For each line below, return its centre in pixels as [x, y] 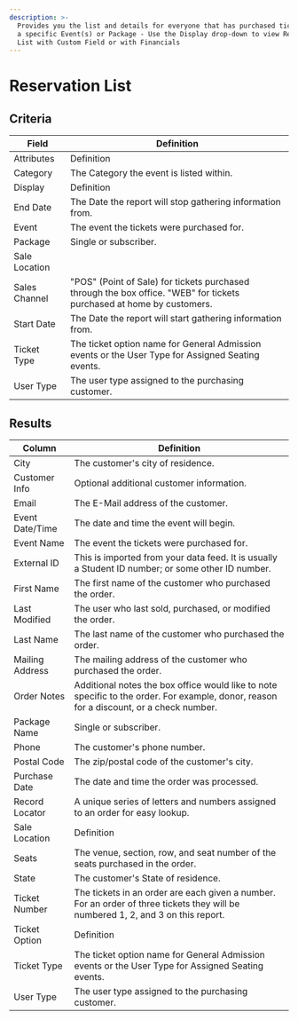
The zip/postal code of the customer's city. [164, 762]
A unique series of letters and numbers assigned [175, 802]
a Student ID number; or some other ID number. [173, 569]
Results [31, 423]
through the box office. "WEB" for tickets [155, 293]
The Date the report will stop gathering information [176, 202]
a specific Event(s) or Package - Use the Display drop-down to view [148, 34]
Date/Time [35, 529]
